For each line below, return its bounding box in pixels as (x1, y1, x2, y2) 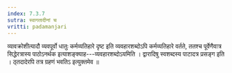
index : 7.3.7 (7, 10, 45, 17)
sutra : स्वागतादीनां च (7, 17, 57, 24)
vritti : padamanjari (7, 23, 68, 30)
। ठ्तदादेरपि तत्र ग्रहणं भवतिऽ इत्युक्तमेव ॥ (7, 58, 99, 66)
